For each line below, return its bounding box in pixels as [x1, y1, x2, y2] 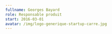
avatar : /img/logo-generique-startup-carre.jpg [5, 21, 107, 26]
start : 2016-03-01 [5, 16, 44, 21]
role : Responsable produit [5, 12, 62, 17]
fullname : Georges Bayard [5, 7, 60, 12]
